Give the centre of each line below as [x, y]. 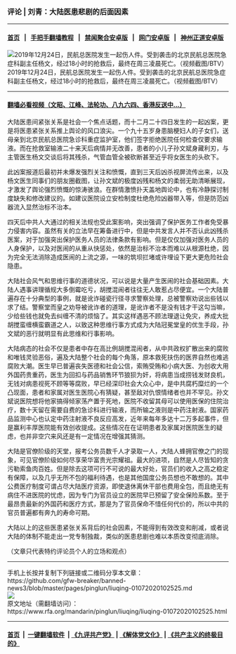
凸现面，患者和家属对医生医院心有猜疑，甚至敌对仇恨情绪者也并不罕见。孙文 [118, 392]
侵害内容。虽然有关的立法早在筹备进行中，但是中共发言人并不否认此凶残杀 [121, 230]
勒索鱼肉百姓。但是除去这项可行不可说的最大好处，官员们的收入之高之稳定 [121, 469]
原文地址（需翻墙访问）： [43, 603]
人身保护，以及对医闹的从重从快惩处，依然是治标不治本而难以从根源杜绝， [115, 248]
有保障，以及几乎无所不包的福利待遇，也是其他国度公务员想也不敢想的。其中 [118, 477]
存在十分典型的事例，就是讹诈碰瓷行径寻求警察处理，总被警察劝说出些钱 [118, 298]
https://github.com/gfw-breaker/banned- [67, 580]
